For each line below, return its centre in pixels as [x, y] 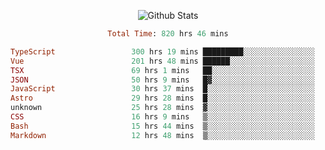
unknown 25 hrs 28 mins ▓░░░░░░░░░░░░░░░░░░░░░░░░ [162, 108]
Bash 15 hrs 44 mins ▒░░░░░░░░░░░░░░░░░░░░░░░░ [162, 126]
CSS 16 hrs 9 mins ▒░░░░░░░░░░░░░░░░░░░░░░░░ [162, 117]
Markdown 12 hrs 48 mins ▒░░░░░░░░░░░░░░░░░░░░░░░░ [162, 135]
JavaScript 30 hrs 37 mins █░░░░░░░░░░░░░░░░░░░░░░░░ [162, 89]
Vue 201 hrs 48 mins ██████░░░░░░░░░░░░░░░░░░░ [162, 61]
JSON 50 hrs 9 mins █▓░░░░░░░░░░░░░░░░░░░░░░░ [162, 80]
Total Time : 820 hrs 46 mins [168, 34]
